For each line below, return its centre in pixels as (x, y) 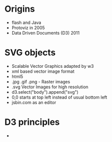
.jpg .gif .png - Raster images (41, 81)
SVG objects (30, 53)
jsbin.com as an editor (34, 102)
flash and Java (26, 22)
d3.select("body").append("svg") (45, 92)
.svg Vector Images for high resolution (50, 87)
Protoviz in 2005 (28, 27)
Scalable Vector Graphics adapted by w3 (53, 66)
